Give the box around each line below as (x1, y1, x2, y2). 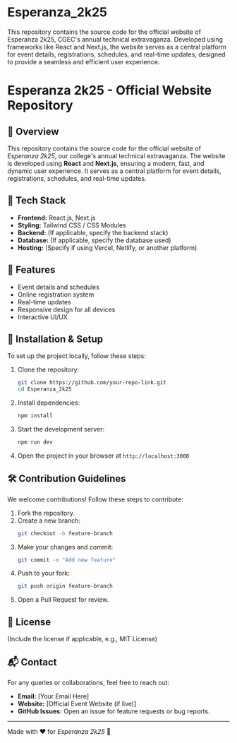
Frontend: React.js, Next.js (17, 213, 96, 222)
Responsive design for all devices (17, 305, 116, 314)
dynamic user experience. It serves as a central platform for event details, (7, 167, 222, 175)
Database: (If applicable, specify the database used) (17, 236, 171, 244)
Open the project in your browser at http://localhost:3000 (17, 451, 190, 460)
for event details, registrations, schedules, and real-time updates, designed (7, 50, 226, 59)
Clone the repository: (17, 365, 80, 374)
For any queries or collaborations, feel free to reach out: (7, 678, 170, 686)
